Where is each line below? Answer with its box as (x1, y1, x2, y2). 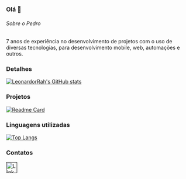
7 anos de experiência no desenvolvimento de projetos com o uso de (6, 38, 173, 45)
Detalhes (6, 65, 32, 73)
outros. (6, 50, 23, 57)
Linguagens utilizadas (6, 121, 70, 129)
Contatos (6, 149, 33, 157)
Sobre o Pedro (6, 20, 41, 27)
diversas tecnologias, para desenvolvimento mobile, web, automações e (6, 44, 180, 51)
